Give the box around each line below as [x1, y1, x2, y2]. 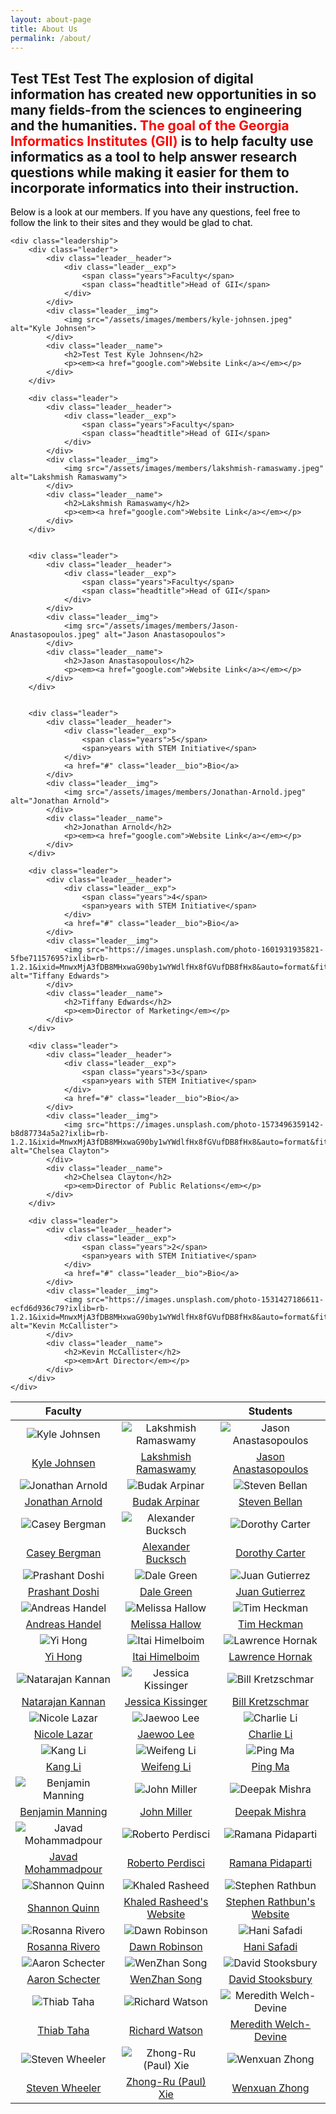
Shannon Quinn [27, 1901, 100, 1915]
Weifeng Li [141, 1760, 192, 1774]
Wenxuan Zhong [231, 2081, 310, 2095]
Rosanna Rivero [26, 1940, 101, 1954]
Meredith [229, 2017, 273, 2031]
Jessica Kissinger [124, 1695, 208, 1709]
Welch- [274, 2017, 312, 2031]
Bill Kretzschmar [231, 1695, 310, 1709]
